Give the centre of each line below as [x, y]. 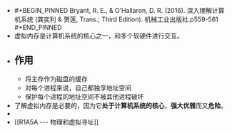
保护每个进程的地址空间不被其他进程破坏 [84, 96]
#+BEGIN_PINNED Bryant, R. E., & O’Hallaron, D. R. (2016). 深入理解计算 [119, 10]
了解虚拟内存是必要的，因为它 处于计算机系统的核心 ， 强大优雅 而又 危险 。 [120, 105]
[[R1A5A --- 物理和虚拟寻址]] [56, 122]
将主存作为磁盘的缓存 [56, 79]
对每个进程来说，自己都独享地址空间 [78, 87]
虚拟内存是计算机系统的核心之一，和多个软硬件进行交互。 [99, 36]
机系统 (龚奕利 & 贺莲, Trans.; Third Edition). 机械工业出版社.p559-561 [116, 19]
